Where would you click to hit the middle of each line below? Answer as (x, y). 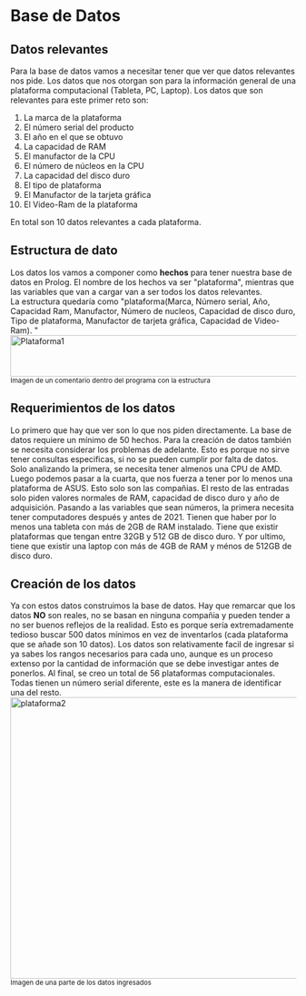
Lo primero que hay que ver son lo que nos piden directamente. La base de (151, 430)
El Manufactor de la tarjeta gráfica (87, 195)
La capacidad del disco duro (77, 175)
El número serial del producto (79, 127)
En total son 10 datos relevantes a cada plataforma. (106, 222)
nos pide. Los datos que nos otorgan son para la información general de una (153, 81)
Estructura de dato (64, 251)
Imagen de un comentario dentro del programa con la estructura (111, 380)
